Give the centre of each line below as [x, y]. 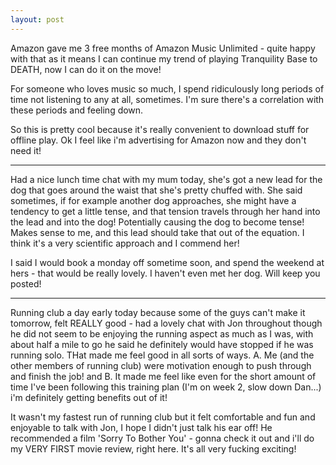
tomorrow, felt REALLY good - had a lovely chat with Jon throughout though [166, 323]
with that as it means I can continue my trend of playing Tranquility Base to [164, 58]
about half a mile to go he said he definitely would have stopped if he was [162, 344]
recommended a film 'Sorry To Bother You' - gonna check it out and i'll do [162, 438]
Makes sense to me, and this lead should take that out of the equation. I [157, 232]
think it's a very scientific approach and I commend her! [125, 243]
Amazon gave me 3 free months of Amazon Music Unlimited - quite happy [163, 48]
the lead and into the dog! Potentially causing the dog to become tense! [157, 222]
